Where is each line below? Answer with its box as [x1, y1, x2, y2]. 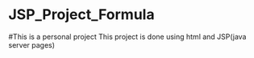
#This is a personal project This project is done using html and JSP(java [8, 32, 247, 41]
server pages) [8, 40, 55, 49]
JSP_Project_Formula [8, 6, 155, 24]
